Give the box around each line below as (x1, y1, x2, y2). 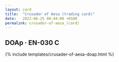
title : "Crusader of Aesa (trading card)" (5, 12, 95, 16)
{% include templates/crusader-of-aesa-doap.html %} (5, 51, 115, 57)
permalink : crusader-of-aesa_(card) (5, 20, 79, 26)
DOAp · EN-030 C (5, 38, 59, 46)
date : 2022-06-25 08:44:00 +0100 (5, 16, 78, 21)
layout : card (5, 7, 32, 12)
